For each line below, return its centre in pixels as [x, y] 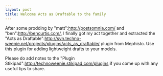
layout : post [18, 9]
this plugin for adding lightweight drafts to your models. [61, 49]
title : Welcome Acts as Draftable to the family [56, 14]
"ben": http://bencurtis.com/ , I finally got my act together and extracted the [80, 33]
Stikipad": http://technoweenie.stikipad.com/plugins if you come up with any [81, 63]
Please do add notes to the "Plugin [40, 58]
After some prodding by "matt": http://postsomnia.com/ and [65, 28]
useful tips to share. [25, 68]
